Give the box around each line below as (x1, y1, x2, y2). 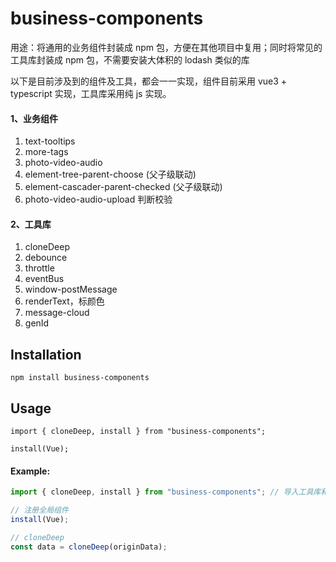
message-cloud (24, 307, 90, 319)
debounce (24, 252, 68, 264)
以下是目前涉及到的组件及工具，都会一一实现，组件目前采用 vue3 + (10, 75, 288, 87)
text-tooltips (24, 135, 76, 147)
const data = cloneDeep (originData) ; (10, 542, 168, 552)
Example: (10, 465, 51, 477)
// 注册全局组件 (10, 505, 69, 516)
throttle (24, 262, 55, 274)
